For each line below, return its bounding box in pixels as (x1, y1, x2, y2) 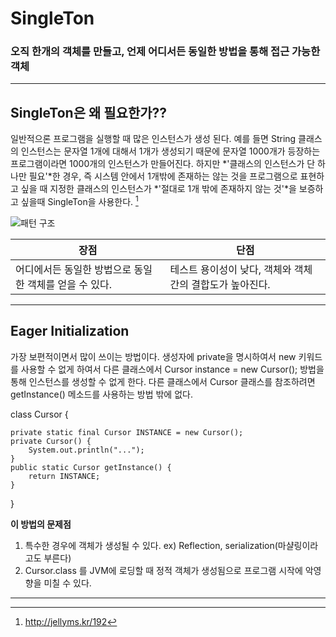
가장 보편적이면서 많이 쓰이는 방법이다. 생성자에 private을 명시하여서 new (10, 350, 297, 362)
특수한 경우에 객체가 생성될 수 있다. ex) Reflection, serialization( (24, 539, 278, 551)
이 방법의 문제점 (10, 518, 72, 530)
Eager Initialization (10, 323, 130, 340)
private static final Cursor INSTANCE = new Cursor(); (10, 427, 244, 437)
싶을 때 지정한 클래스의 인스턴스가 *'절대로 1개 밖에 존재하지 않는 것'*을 (20, 183, 297, 195)
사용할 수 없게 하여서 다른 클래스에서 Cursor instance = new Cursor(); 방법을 (20, 363, 325, 375)
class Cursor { (10, 408, 69, 420)
